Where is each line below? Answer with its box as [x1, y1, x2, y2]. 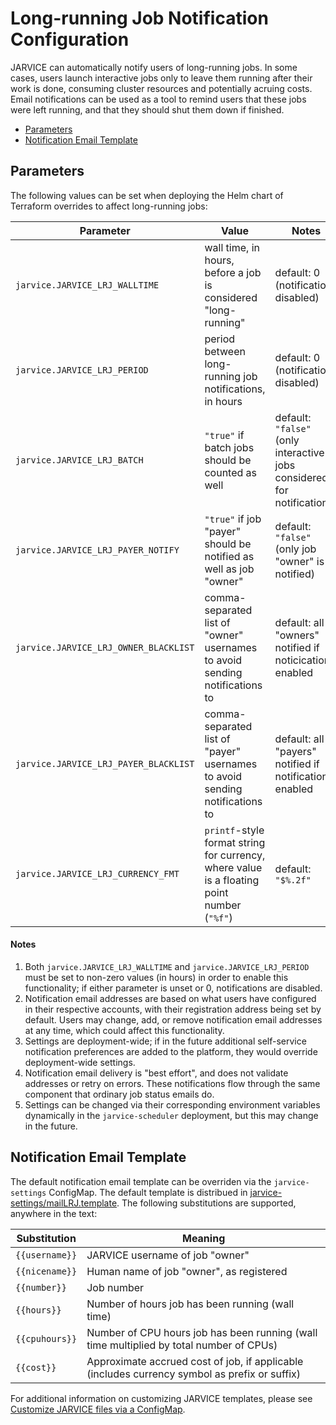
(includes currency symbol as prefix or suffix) [86, 1367, 302, 1381]
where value [204, 860, 263, 874]
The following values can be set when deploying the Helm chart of [10, 189, 284, 201]
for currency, [204, 848, 266, 862]
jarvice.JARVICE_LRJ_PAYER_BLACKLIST [15, 758, 195, 769]
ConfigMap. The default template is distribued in [48, 1186, 248, 1198]
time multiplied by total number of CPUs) [86, 1338, 278, 1352]
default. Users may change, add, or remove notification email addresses [24, 1013, 323, 1026]
